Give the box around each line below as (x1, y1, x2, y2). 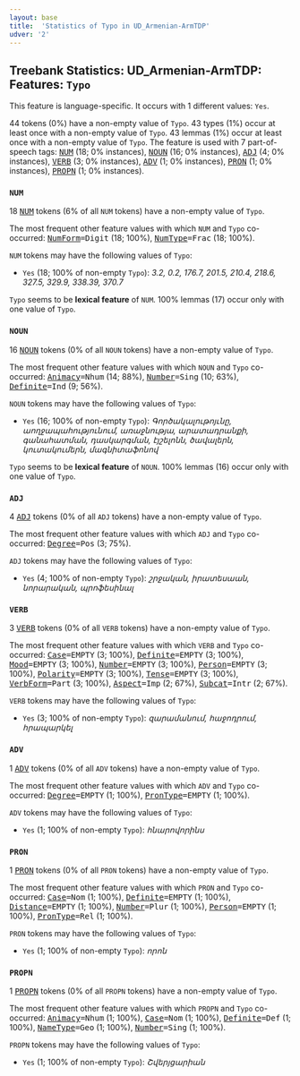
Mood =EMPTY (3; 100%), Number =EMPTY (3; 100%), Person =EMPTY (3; (9, 659, 268, 670)
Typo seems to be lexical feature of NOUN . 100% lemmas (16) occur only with (9, 461, 289, 472)
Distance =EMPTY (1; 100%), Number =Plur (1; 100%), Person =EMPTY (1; (9, 901, 278, 911)
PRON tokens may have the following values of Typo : (9, 927, 197, 938)
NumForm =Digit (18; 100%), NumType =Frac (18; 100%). (47, 233, 255, 243)
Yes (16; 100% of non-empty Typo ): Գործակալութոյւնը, (21, 415, 232, 426)
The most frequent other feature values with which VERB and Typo (9, 640, 249, 651)
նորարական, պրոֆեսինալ (21, 583, 134, 594)
